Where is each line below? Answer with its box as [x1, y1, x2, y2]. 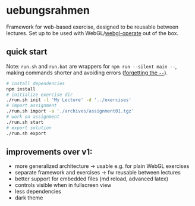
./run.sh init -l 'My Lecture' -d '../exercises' [6, 97, 132, 103]
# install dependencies [6, 80, 65, 86]
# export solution [6, 124, 52, 131]
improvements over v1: [6, 146, 93, 157]
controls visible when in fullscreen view [14, 182, 112, 189]
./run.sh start [6, 119, 44, 125]
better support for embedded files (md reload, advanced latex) [14, 175, 168, 182]
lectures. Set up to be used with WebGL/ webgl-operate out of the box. [6, 29, 179, 36]
